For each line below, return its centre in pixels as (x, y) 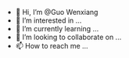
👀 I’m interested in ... (48, 20)
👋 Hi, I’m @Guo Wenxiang (57, 12)
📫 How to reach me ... (52, 46)
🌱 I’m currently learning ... (57, 29)
